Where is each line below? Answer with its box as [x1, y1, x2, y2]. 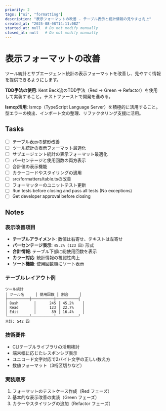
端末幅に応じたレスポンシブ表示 [12, 350, 78, 356]
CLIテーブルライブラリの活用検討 [12, 344, 80, 350]
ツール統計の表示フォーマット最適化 [12, 145, 86, 151]
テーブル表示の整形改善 [12, 138, 60, 144]
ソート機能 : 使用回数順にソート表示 [12, 261, 84, 267]
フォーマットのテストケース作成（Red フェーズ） [12, 388, 112, 394]
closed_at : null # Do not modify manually [5, 30, 98, 35]
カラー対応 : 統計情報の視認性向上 [12, 255, 80, 261]
